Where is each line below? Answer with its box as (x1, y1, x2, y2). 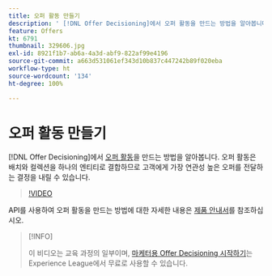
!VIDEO (28, 189, 53, 198)
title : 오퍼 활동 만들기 (8, 11, 81, 20)
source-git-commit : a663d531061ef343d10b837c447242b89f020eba (8, 57, 223, 66)
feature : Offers (8, 27, 63, 35)
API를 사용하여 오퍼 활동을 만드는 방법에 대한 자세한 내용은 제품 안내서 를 (8, 206, 236, 215)
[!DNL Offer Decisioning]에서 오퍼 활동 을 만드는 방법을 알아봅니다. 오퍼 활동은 (8, 152, 257, 162)
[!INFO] (28, 231, 53, 241)
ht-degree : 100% (8, 79, 63, 87)
